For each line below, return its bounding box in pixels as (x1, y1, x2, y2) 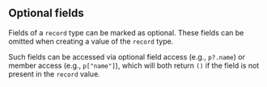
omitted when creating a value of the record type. (8, 36, 174, 46)
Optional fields (8, 6, 85, 20)
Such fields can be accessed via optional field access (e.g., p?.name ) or (8, 52, 245, 61)
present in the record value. (8, 68, 101, 79)
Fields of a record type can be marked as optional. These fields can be (8, 27, 244, 37)
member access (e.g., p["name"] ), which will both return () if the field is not (8, 60, 260, 70)
